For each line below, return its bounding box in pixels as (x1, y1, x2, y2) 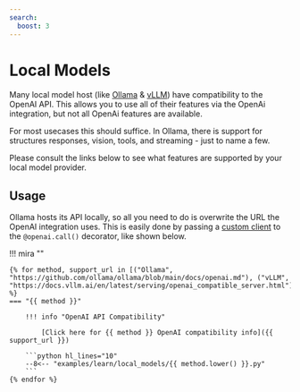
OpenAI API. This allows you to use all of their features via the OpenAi (9, 99, 266, 110)
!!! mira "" (9, 248, 45, 260)
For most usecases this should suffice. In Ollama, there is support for (9, 126, 263, 137)
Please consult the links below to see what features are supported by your (9, 153, 283, 164)
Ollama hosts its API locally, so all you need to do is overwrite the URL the (9, 212, 279, 223)
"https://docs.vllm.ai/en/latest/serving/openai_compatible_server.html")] (9, 281, 297, 291)
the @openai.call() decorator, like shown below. (9, 231, 187, 242)
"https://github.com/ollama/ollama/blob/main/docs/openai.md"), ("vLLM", (9, 274, 290, 283)
